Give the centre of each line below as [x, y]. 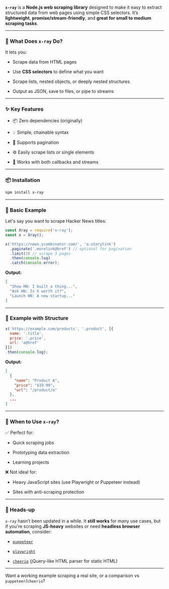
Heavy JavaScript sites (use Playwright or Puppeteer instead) [76, 482]
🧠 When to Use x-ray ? [32, 422]
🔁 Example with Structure [37, 318]
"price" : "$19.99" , [35, 385]
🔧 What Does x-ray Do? [34, 41]
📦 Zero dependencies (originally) [48, 120]
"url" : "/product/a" [36, 390]
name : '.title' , [27, 333]
